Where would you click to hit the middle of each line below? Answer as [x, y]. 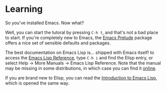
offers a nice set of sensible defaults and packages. [58, 43]
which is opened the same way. [37, 83]
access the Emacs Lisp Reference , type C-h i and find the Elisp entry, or [79, 57]
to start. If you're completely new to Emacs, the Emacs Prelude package [79, 38]
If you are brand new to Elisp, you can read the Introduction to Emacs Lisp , [81, 78]
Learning [24, 9]
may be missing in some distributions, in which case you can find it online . [81, 68]
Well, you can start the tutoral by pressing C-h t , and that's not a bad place [82, 32]
